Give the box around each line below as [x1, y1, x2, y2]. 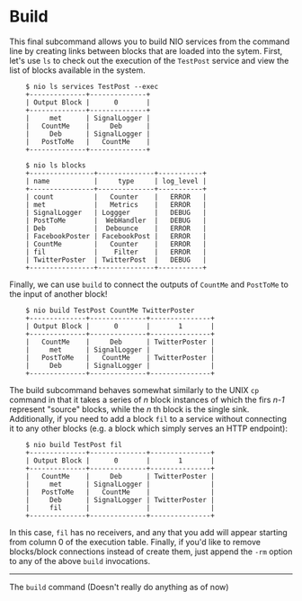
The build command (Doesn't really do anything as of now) [9, 581, 229, 592]
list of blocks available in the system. [9, 65, 146, 76]
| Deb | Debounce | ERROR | [25, 223, 207, 233]
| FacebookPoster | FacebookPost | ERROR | [25, 231, 207, 240]
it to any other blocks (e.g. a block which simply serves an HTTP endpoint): [9, 423, 289, 434]
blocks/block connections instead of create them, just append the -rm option [9, 546, 293, 557]
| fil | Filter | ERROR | [25, 247, 207, 256]
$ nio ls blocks [25, 160, 87, 170]
